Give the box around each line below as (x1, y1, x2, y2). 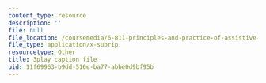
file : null (8, 26, 44, 34)
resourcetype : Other (8, 48, 77, 56)
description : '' (8, 19, 62, 27)
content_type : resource (8, 11, 87, 20)
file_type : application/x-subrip (8, 41, 119, 49)
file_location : (8, 33, 59, 42)
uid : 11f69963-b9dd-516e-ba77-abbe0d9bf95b (8, 63, 154, 71)
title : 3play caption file (8, 56, 97, 64)
